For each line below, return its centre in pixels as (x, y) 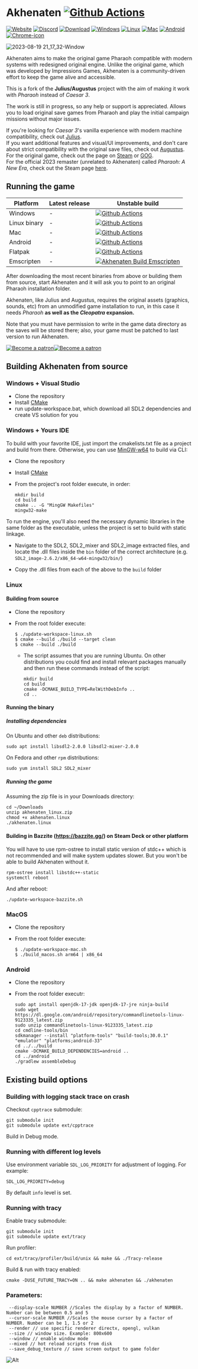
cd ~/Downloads (25, 807)
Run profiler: (21, 1248)
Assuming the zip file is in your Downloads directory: (70, 797)
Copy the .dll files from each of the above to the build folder (88, 569)
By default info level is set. (39, 1193)
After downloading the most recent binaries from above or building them (94, 276)
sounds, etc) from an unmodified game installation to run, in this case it (92, 306)
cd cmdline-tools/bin (41, 1031)
